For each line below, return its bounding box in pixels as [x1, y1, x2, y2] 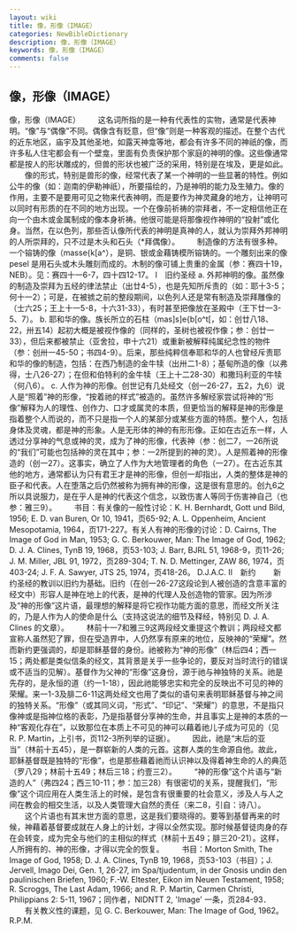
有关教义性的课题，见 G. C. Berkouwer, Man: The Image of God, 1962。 [24, 905, 285, 915]
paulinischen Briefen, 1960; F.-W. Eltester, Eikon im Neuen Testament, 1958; [9, 874, 285, 884]
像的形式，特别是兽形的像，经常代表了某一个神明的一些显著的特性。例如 [24, 169, 288, 180]
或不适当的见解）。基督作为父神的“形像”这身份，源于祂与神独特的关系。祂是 [9, 666, 284, 677]
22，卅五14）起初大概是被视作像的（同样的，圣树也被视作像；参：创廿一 [9, 324, 275, 335]
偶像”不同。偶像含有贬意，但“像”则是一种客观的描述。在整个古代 [49, 125, 286, 136]
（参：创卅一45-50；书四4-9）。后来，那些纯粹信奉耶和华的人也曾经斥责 [9, 346, 274, 357]
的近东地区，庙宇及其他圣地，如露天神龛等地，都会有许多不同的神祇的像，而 [9, 136, 288, 147]
